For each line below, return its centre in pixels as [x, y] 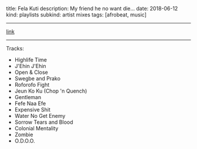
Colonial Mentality [36, 128]
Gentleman [28, 97]
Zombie [24, 135]
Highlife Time [30, 60]
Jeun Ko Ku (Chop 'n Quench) [51, 91]
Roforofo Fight [32, 85]
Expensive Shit [33, 110]
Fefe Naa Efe [30, 103]
